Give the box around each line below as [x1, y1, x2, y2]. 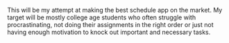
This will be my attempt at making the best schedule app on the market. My [7, 6, 223, 14]
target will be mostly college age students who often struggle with [7, 13, 196, 21]
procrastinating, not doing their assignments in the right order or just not [7, 21, 214, 28]
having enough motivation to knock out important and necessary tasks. [7, 28, 211, 36]
